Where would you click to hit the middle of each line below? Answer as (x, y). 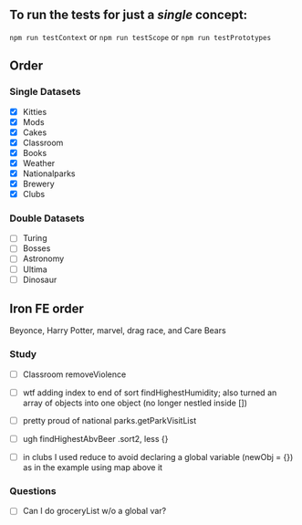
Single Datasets (45, 92)
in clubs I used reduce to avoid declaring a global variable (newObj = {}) (158, 457)
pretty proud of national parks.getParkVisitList (109, 420)
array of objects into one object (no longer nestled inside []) (135, 403)
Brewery (38, 184)
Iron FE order (47, 309)
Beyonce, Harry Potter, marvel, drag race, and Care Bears (118, 331)
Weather (39, 163)
